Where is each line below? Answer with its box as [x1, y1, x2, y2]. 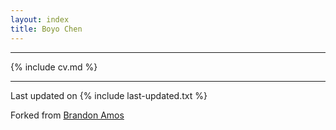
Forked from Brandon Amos [10, 109, 125, 121]
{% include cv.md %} [10, 61, 98, 73]
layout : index [10, 14, 70, 25]
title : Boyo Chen [10, 24, 83, 34]
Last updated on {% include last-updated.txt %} [10, 89, 208, 101]
